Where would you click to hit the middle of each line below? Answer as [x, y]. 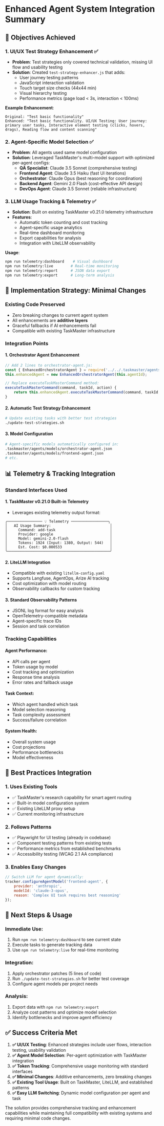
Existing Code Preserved [35, 304]
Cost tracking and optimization [43, 672]
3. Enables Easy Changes [36, 867]
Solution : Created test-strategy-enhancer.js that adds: [69, 72]
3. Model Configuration [29, 434]
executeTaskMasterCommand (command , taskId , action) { [61, 388]
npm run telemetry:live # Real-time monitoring [62, 266]
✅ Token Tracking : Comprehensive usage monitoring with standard [80, 1066]
